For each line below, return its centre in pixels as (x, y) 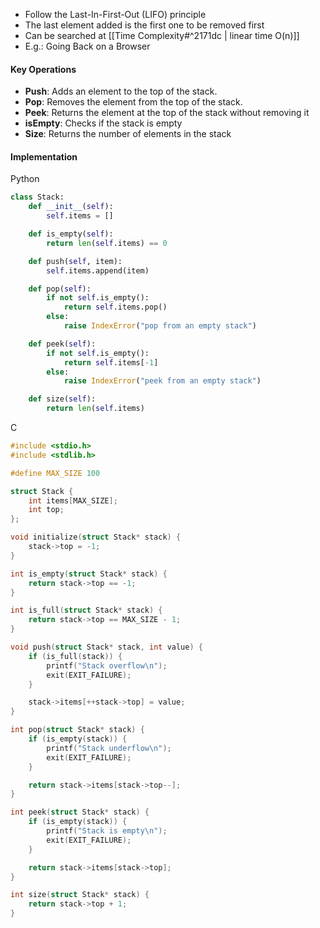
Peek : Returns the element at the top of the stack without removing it (167, 113)
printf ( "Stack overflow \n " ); (107, 665)
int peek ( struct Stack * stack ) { (80, 812)
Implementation (44, 156)
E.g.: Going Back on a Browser (87, 46)
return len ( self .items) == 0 (107, 243)
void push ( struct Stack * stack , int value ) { (106, 647)
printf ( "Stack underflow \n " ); (109, 748)
